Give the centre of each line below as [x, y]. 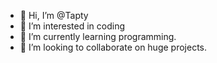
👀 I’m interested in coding [72, 26]
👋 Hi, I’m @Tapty [54, 15]
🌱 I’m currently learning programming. [98, 36]
